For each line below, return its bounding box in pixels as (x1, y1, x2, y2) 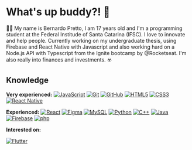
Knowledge (6, 76, 49, 86)
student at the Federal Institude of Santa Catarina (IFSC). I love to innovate (6, 30, 186, 37)
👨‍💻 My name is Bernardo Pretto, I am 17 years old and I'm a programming (6, 25, 183, 32)
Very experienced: (6, 91, 53, 98)
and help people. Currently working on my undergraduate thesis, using (6, 37, 177, 44)
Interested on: (6, 126, 41, 133)
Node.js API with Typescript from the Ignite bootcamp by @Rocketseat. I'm (6, 49, 187, 56)
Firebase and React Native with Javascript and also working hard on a (6, 43, 175, 50)
